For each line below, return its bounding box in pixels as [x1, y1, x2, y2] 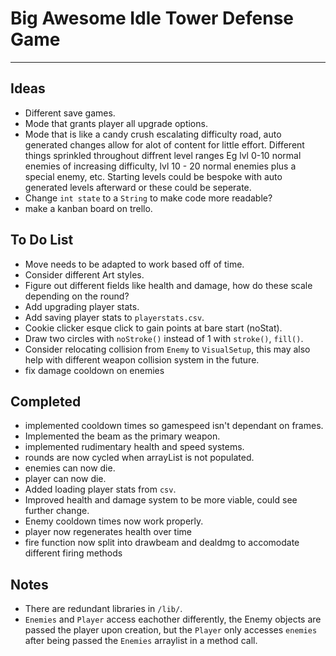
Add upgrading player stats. [24, 300, 140, 312]
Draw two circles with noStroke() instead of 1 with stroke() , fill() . [24, 332, 304, 344]
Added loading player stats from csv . [24, 483, 177, 496]
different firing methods [24, 547, 123, 559]
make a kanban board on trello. [24, 202, 153, 214]
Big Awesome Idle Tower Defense [10, 7, 295, 30]
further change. [24, 505, 90, 517]
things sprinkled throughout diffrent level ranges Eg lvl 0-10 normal [24, 149, 302, 161]
